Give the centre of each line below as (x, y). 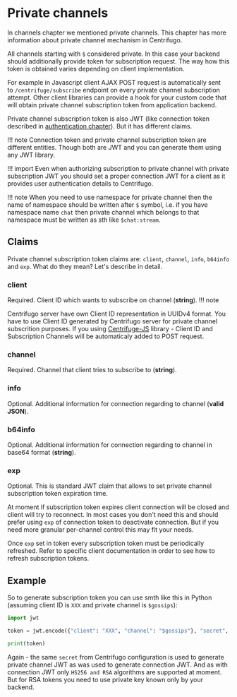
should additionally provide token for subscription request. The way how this (119, 61)
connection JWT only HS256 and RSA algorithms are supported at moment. (115, 672)
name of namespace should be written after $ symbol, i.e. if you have (108, 204)
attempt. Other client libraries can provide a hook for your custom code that (117, 97)
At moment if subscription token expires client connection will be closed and (118, 507)
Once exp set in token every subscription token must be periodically (106, 543)
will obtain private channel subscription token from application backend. (112, 105)
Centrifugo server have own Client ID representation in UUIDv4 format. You (117, 314)
